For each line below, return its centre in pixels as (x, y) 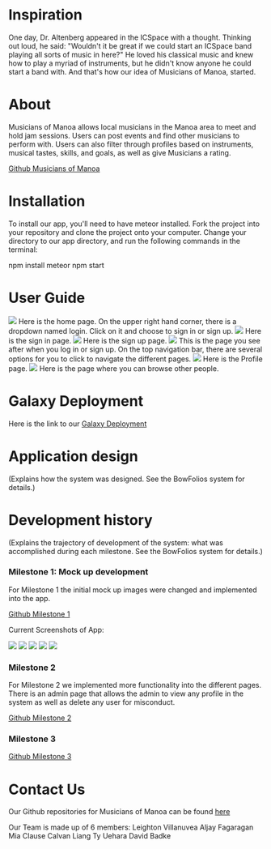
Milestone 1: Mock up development (78, 572)
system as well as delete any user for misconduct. (92, 702)
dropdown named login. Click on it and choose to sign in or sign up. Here (135, 331)
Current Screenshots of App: (56, 629)
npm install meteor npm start (56, 265)
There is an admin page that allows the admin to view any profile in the (126, 693)
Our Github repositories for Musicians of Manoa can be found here (119, 812)
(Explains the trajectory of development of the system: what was (116, 542)
